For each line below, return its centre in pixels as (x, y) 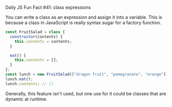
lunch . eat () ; (19, 79)
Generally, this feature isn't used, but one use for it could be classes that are (86, 93)
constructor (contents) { (36, 37)
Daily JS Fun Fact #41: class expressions (48, 7)
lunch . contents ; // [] (29, 84)
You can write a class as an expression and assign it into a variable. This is (84, 17)
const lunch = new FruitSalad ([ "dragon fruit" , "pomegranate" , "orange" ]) (87, 74)
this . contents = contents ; (43, 41)
